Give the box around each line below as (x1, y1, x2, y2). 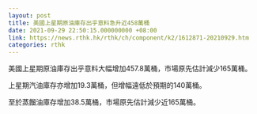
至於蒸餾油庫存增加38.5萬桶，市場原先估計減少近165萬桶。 (8, 97, 200, 107)
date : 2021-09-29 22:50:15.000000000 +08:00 (8, 26, 157, 34)
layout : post (8, 11, 51, 20)
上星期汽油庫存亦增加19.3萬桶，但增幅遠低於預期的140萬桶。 (8, 81, 206, 90)
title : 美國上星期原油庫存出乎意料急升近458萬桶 (8, 19, 150, 27)
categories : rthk (8, 41, 66, 49)
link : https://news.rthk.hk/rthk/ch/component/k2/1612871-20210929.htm (8, 33, 249, 42)
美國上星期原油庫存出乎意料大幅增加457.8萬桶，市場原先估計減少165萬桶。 (8, 64, 252, 74)
